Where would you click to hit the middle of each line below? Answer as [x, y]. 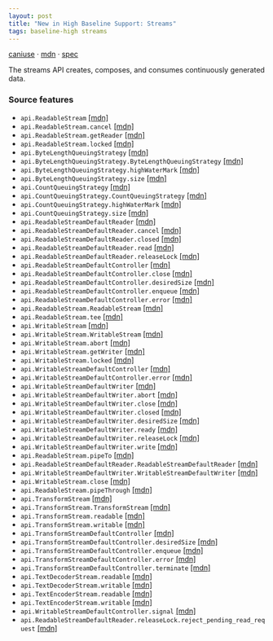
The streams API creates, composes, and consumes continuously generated [136, 70]
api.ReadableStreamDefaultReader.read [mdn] [97, 247]
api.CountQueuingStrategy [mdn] [75, 187]
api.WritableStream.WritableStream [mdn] [92, 334]
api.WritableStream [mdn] [64, 325]
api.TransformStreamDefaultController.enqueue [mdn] [112, 550]
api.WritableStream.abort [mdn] [75, 342]
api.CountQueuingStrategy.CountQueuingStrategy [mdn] [114, 195]
